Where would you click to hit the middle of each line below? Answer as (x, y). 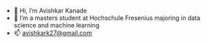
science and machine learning (57, 25)
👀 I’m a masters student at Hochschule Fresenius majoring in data (107, 18)
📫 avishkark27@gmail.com (53, 33)
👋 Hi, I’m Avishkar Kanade (50, 11)
